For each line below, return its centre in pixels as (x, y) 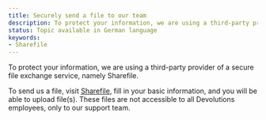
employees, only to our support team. (69, 108)
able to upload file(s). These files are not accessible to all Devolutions (122, 99)
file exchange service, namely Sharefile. (74, 76)
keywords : (25, 37)
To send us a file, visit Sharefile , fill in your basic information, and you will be (133, 91)
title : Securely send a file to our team (78, 15)
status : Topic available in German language (83, 30)
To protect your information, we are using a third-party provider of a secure (131, 67)
